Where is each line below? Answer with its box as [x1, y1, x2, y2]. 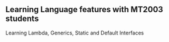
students [5, 14, 39, 24]
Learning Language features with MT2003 [5, 5, 163, 15]
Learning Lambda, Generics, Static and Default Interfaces [5, 29, 144, 36]
